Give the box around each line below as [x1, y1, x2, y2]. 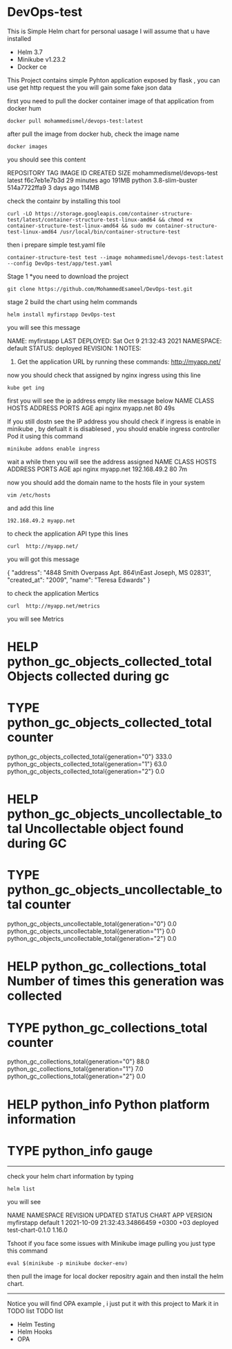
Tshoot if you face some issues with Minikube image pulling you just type [7, 1240, 215, 1248]
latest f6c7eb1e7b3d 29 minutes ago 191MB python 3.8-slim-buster [7, 176, 198, 184]
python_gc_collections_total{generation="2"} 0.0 [7, 1072, 146, 1081]
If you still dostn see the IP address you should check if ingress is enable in [7, 417, 221, 425]
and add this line [7, 504, 55, 512]
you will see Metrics [7, 615, 64, 623]
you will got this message [7, 555, 79, 563]
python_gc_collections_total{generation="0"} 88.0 [7, 1057, 150, 1066]
